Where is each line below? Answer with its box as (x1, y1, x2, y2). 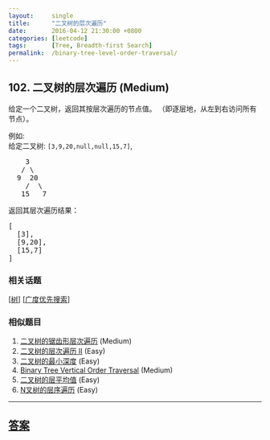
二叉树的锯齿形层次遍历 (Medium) (19, 336, 133, 346)
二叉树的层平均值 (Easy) (19, 375, 100, 384)
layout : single (8, 11, 74, 20)
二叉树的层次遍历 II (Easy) (19, 347, 106, 356)
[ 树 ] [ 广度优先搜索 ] (8, 294, 71, 304)
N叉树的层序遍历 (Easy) (19, 385, 99, 395)
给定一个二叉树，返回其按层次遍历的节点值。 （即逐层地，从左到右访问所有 (8, 104, 257, 113)
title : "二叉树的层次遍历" (8, 19, 107, 27)
